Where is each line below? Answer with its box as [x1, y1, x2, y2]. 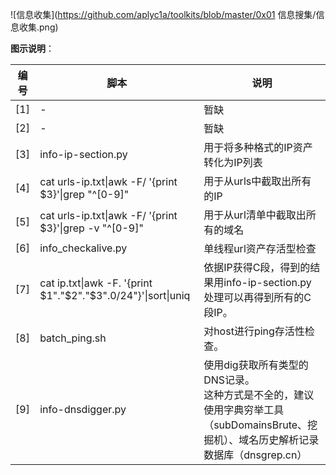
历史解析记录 [258, 433, 320, 447]
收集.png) [18, 21, 59, 33]
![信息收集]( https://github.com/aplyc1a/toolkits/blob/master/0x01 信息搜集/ [10, 9, 317, 20]
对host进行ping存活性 [203, 324, 305, 338]
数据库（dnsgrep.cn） [203, 448, 308, 462]
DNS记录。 [203, 373, 256, 387]
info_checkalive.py [39, 241, 128, 255]
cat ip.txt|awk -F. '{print [39, 276, 153, 290]
